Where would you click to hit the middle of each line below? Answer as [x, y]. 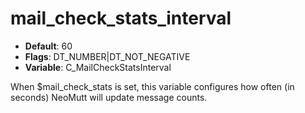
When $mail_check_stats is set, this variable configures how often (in [152, 86]
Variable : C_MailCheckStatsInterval [98, 67]
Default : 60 [48, 46]
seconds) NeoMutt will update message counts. [109, 97]
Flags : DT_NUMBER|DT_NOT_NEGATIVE [107, 56]
